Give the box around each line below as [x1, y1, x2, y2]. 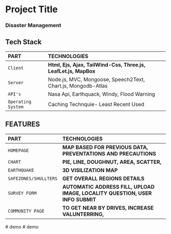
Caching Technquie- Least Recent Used [48, 100, 145, 108]
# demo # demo [5, 223, 39, 230]
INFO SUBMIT [62, 196, 97, 203]
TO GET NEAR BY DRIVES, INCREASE [62, 204, 154, 211]
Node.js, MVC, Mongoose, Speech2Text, [48, 75, 145, 83]
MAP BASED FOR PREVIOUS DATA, [62, 144, 149, 151]
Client [8, 65, 24, 71]
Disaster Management [5, 22, 62, 29]
